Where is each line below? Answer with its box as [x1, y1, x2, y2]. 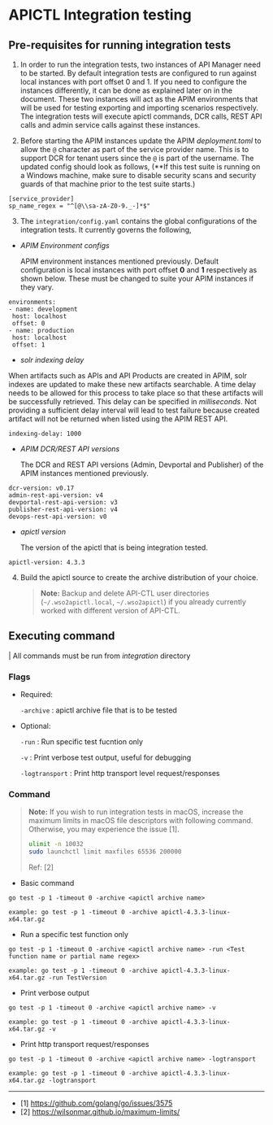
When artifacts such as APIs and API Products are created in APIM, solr [8, 371, 248, 380]
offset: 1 [11, 341, 45, 349]
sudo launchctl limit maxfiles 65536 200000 [28, 848, 182, 856]
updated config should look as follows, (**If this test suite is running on [19, 162, 261, 172]
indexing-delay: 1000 [8, 430, 82, 438]
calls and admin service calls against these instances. [19, 120, 201, 129]
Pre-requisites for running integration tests [8, 38, 232, 52]
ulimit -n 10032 [28, 840, 84, 848]
